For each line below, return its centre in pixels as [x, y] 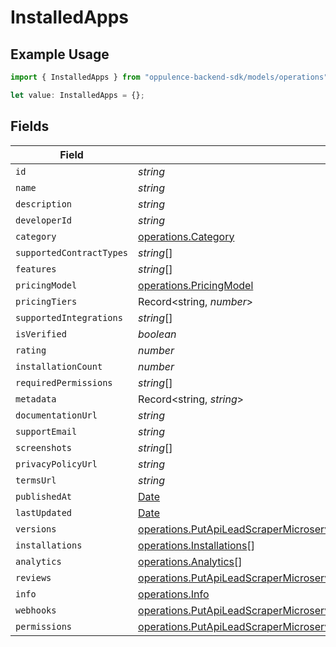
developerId [44, 220]
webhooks [36, 610]
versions [36, 529]
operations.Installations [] [197, 545]
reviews [33, 577]
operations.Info [174, 594]
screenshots [44, 447]
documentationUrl [56, 415]
